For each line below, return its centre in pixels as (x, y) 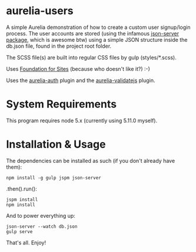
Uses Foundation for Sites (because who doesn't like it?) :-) (78, 68)
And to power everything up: (41, 215)
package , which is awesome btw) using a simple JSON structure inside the (97, 40)
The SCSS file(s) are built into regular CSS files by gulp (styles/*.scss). (91, 57)
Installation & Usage (56, 144)
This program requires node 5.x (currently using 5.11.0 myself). (82, 120)
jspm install (22, 199)
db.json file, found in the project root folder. (59, 46)
